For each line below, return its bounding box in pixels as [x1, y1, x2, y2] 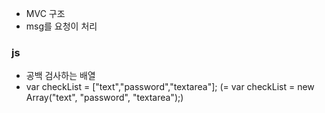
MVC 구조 [25, 8, 66, 19]
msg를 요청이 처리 [25, 20, 98, 32]
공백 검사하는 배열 [25, 70, 96, 82]
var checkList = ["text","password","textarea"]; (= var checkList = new [25, 81, 315, 93]
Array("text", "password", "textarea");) [25, 92, 184, 104]
